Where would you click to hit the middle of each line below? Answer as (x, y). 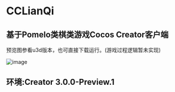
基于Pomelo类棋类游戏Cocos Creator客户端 (87, 34)
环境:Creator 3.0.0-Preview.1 (60, 82)
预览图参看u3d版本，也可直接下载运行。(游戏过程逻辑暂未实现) (84, 50)
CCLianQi (30, 11)
